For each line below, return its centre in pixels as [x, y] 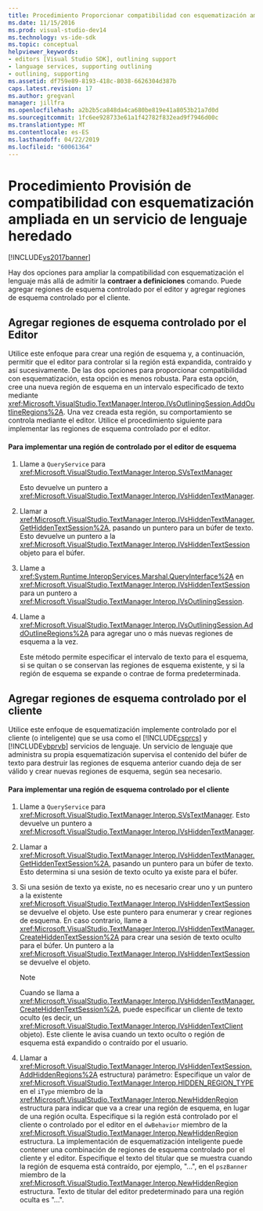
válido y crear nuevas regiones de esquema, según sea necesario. [115, 771]
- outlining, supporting [49, 74]
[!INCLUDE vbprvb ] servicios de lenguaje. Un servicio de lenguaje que [121, 746]
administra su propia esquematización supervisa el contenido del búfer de [128, 755]
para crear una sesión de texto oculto [181, 937]
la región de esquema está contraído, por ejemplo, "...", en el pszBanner [133, 1166]
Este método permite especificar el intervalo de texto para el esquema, [134, 657]
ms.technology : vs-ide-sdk [52, 37]
